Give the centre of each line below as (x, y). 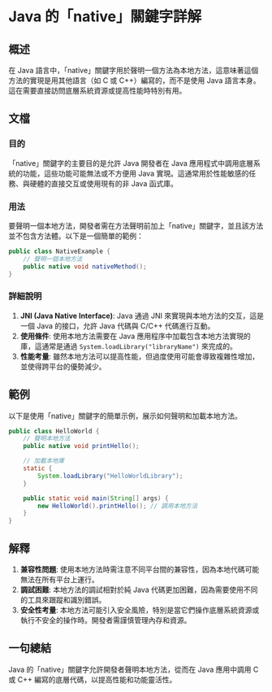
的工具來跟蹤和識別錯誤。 (63, 600)
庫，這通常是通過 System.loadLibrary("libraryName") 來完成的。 (128, 346)
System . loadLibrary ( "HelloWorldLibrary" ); (110, 476)
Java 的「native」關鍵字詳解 (105, 17)
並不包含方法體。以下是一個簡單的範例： (76, 236)
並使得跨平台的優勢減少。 (63, 366)
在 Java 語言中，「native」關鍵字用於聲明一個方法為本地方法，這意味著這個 (134, 70)
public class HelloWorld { (54, 431)
